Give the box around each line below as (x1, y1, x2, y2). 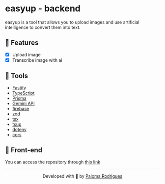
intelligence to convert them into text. (5, 24, 81, 30)
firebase (12, 105, 29, 111)
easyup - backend (5, 3, 81, 14)
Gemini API (12, 100, 35, 106)
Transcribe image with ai (12, 57, 62, 63)
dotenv (12, 126, 27, 132)
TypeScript (12, 90, 35, 96)
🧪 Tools (5, 72, 28, 80)
